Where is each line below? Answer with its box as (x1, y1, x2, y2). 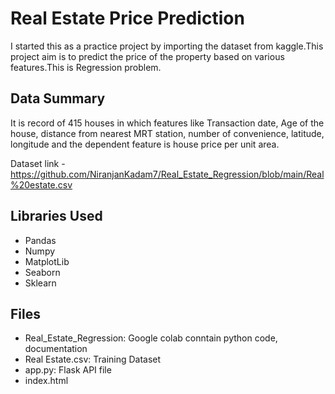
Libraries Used (10, 208, 103, 225)
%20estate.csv (10, 178, 73, 191)
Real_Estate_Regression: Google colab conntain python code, (24, 332, 278, 344)
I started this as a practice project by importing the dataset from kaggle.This (10, 40, 324, 52)
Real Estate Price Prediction (10, 7, 245, 30)
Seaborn (24, 266, 61, 278)
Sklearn (24, 277, 57, 289)
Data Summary (10, 90, 106, 107)
